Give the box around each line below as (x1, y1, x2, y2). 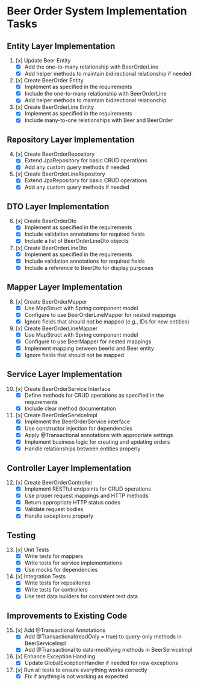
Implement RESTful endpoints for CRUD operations (24, 485, 151, 492)
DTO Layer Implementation (7, 201, 110, 212)
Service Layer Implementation (7, 369, 122, 379)
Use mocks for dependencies (24, 566, 98, 574)
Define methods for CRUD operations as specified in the (24, 391, 164, 399)
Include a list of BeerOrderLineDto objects (24, 237, 129, 245)
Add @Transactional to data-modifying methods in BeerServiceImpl (24, 646, 193, 654)
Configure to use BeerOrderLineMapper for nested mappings (24, 311, 176, 318)
